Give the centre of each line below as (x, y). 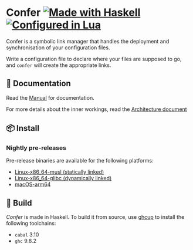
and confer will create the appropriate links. (59, 65)
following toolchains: (31, 224)
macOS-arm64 (33, 184)
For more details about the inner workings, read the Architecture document (97, 109)
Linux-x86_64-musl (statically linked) (59, 172)
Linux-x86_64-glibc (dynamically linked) (63, 178)
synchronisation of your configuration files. (58, 48)
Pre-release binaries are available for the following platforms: (80, 161)
